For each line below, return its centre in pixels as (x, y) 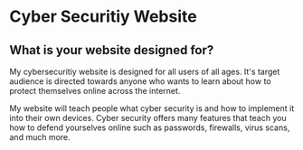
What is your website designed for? (112, 50)
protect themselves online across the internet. (95, 91)
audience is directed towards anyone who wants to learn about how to (140, 81)
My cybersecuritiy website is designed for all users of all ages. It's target (145, 71)
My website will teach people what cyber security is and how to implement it (152, 108)
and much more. (40, 137)
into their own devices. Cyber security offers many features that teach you (148, 118)
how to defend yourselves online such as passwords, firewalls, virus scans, (150, 127)
